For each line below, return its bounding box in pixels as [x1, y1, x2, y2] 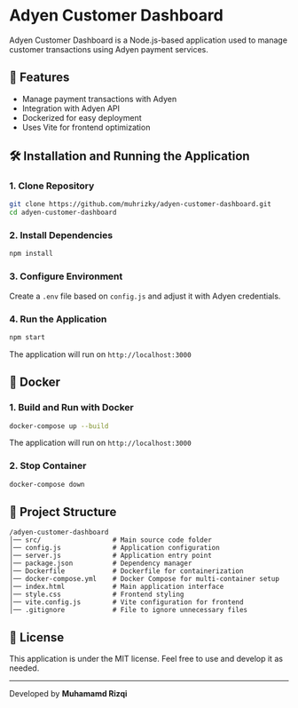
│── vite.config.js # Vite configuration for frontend [9, 598, 244, 607]
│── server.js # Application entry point [9, 552, 213, 561]
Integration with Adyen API [21, 103, 120, 114]
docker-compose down [9, 480, 86, 489]
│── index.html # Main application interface [9, 583, 224, 592]
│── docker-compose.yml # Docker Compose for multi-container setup [9, 575, 279, 584]
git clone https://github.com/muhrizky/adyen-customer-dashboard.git [9, 200, 272, 209]
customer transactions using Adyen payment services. [9, 44, 208, 54]
